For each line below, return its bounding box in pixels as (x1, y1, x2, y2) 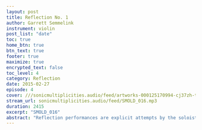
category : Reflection (6, 75, 61, 81)
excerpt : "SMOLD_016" (6, 109, 61, 115)
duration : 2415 (6, 103, 44, 110)
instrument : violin (6, 25, 55, 32)
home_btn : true (6, 43, 44, 49)
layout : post (6, 8, 39, 15)
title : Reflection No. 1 (6, 14, 69, 20)
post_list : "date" (6, 31, 52, 37)
